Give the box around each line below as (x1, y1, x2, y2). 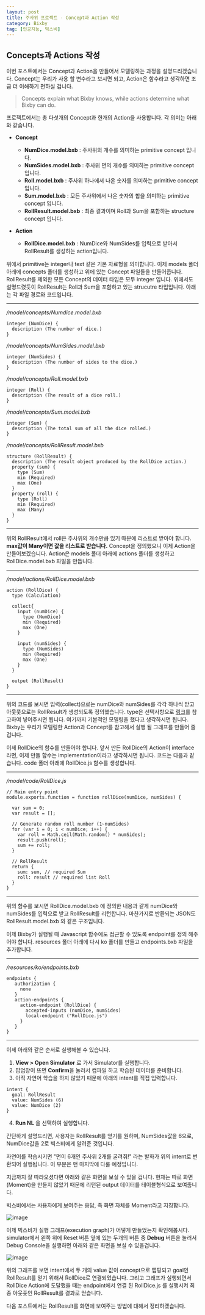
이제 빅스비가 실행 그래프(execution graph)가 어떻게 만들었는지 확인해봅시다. (6, 1227, 190, 1234)
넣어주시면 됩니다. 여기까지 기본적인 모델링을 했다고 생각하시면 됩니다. (22, 716, 189, 723)
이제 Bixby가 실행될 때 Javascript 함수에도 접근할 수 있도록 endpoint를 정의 (6, 931, 187, 938)
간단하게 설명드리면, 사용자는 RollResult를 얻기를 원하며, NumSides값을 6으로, (6, 1133, 193, 1140)
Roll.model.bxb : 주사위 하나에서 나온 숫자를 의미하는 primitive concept (24, 177, 198, 184)
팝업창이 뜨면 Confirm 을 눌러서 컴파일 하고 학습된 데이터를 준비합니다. (15, 1067, 183, 1074)
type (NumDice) (22, 614, 62, 620)
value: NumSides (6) (12, 1097, 64, 1103)
